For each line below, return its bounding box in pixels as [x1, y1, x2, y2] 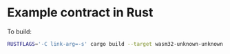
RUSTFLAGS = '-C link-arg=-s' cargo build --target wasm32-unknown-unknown [7, 40, 224, 47]
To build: [7, 27, 32, 36]
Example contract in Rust [7, 5, 154, 21]
